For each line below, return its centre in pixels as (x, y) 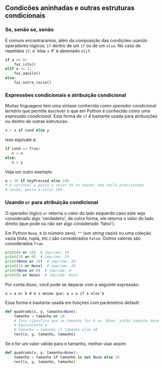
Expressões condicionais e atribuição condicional (66, 95)
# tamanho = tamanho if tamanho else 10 (56, 330)
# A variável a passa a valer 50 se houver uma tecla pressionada (74, 185)
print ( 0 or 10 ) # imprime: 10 (37, 252)
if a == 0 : (16, 60)
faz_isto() (25, 64)
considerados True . (25, 243)
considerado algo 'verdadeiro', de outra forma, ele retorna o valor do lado (79, 218)
